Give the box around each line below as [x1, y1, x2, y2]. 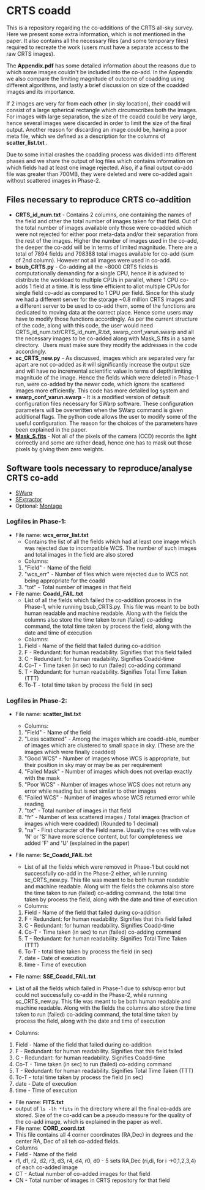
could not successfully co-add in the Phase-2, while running [15, 991, 168, 999]
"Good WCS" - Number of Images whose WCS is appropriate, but [24, 755, 190, 762]
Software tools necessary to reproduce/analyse [6, 463, 193, 474]
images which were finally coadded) [24, 749, 116, 756]
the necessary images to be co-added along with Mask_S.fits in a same [15, 335, 196, 342]
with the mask [24, 774, 60, 782]
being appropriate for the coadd [24, 577, 105, 584]
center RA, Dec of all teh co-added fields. [15, 1138, 121, 1145]
